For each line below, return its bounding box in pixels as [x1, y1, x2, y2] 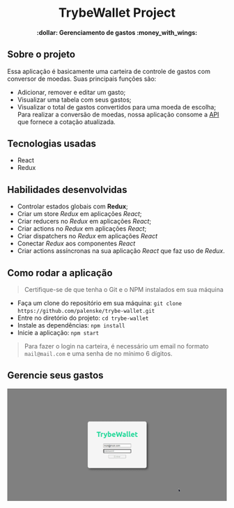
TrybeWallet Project [58, 5, 176, 21]
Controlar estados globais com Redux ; [17, 202, 129, 210]
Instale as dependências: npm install [17, 321, 125, 330]
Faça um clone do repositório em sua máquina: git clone [17, 299, 182, 307]
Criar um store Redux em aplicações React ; [17, 210, 142, 218]
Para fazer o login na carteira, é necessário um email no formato [24, 342, 209, 351]
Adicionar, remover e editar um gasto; [17, 88, 126, 96]
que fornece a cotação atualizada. [17, 117, 116, 126]
